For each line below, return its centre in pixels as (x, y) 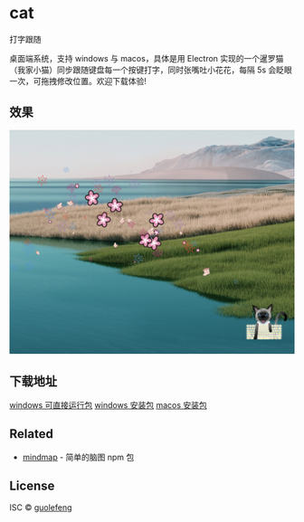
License (32, 485)
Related (32, 434)
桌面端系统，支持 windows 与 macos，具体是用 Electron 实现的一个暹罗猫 (147, 58)
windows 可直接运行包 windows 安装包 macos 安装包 (108, 404)
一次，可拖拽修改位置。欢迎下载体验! (78, 81)
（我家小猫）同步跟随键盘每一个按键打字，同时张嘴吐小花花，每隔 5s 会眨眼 (151, 70)
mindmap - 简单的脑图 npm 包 (78, 457)
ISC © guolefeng (41, 508)
